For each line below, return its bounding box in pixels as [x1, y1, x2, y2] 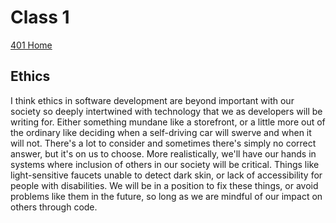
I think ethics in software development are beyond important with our [10, 94, 295, 106]
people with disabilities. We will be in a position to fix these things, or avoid [10, 179, 319, 191]
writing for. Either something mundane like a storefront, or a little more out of [10, 116, 326, 128]
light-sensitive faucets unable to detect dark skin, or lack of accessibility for [10, 169, 323, 181]
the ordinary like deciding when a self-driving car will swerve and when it [10, 126, 312, 138]
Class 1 [10, 6, 70, 29]
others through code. [10, 201, 98, 213]
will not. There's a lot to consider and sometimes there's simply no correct [10, 137, 317, 149]
